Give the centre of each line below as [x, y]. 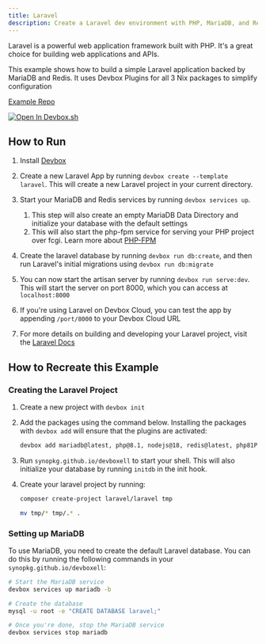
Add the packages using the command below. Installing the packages [133, 422]
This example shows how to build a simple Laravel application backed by [127, 69]
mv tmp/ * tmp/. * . [50, 513]
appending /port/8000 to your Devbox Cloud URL [100, 318]
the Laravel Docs [47, 342]
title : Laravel [33, 15]
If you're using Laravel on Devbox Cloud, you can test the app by [125, 311]
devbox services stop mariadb [58, 633]
